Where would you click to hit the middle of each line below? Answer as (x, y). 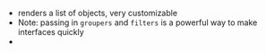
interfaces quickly (51, 32)
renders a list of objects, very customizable (97, 13)
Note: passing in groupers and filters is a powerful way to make (137, 22)
